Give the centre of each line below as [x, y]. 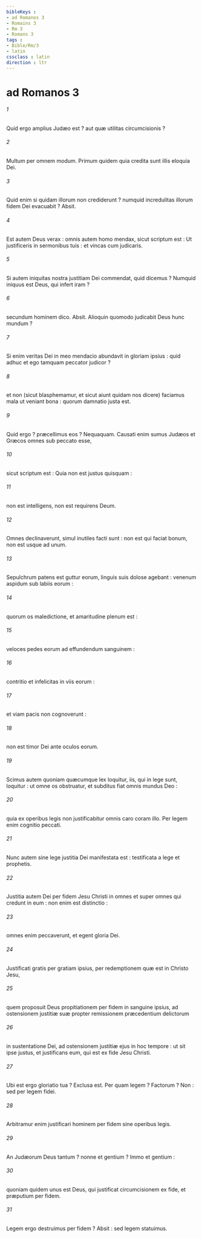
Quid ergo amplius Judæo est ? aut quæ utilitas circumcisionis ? [86, 128]
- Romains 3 [21, 23]
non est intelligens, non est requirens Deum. [61, 505]
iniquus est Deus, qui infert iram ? [48, 284]
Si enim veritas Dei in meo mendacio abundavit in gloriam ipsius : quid [93, 356]
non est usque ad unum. [37, 545]
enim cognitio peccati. [34, 825]
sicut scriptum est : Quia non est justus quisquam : [69, 473]
